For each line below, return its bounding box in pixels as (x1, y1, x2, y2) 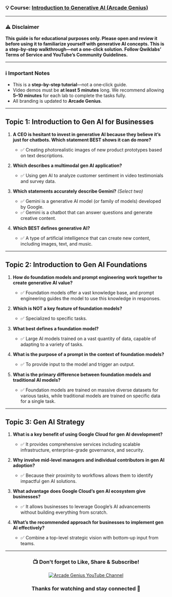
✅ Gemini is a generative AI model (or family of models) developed (20, 198, 161, 204)
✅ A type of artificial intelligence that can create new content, (20, 235, 150, 241)
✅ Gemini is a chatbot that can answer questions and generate (20, 209, 153, 215)
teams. (20, 540, 35, 547)
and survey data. (20, 178, 56, 184)
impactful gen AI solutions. (20, 478, 77, 484)
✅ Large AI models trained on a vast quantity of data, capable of (20, 335, 156, 342)
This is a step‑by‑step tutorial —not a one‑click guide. (12, 81, 127, 87)
